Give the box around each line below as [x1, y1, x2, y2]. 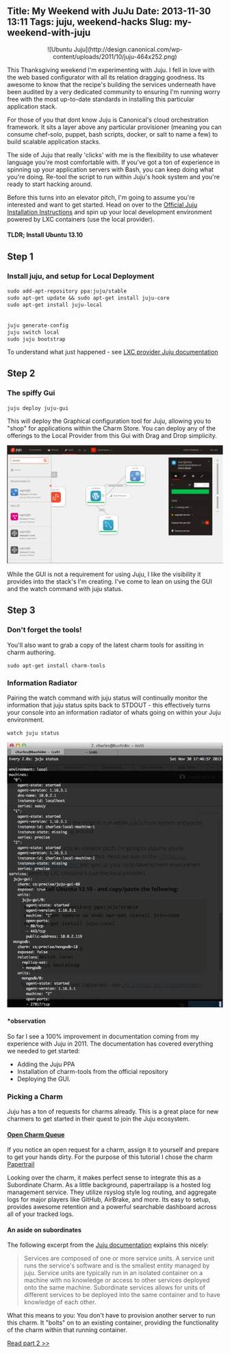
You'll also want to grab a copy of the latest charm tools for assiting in [7, 641, 204, 649]
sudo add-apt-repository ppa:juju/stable [7, 288, 127, 295]
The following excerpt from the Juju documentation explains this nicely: [7, 1241, 209, 1249]
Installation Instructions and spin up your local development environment [7, 207, 212, 216]
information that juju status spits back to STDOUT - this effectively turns [7, 700, 211, 709]
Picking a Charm [7, 1092, 63, 1101]
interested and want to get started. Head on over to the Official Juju [7, 200, 198, 209]
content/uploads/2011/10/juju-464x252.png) [53, 52, 177, 60]
